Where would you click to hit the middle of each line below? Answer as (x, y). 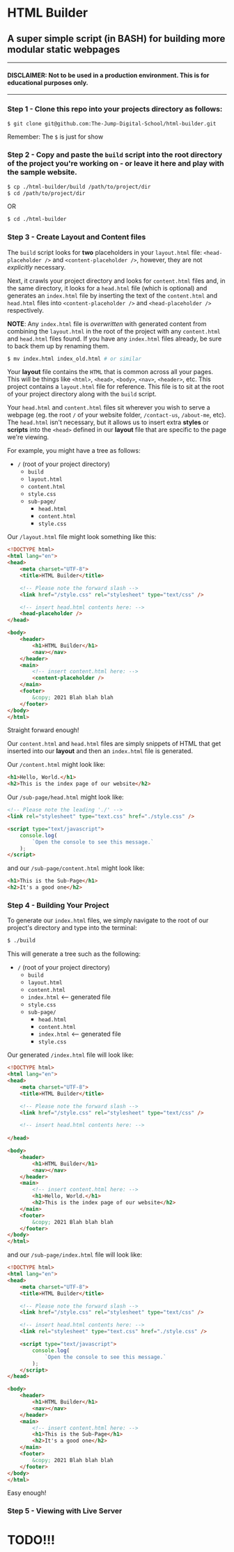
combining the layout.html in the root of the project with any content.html (114, 331)
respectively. (25, 310)
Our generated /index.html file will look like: (71, 1055)
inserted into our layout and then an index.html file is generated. (100, 751)
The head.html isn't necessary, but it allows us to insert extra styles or (108, 422)
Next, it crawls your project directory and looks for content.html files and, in (116, 281)
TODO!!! (31, 1540)
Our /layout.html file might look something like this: (82, 537)
